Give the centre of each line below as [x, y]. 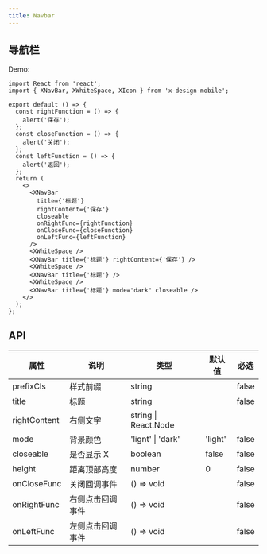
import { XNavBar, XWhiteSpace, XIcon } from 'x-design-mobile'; [118, 91]
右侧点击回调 [93, 499]
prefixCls [29, 386]
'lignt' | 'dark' [155, 440]
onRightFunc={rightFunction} [85, 223]
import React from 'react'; [55, 84]
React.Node [153, 425]
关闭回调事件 [93, 484]
